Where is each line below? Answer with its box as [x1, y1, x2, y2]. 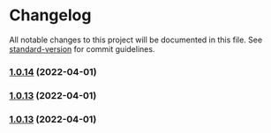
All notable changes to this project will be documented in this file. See [9, 34, 263, 45]
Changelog [9, 5, 92, 26]
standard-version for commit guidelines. [9, 43, 155, 54]
